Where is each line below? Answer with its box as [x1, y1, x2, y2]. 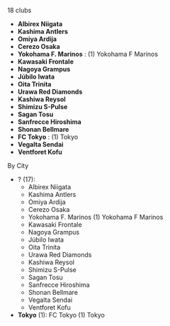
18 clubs [7, 6, 32, 14]
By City [7, 162, 29, 169]
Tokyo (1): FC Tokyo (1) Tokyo [17, 311, 105, 319]
